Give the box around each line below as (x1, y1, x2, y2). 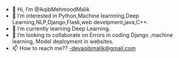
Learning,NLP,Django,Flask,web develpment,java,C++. (12, 19, 149, 25)
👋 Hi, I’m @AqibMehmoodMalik (12, 6, 90, 13)
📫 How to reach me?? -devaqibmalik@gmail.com (12, 45, 137, 51)
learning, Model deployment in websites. (12, 38, 114, 45)
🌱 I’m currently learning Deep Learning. (12, 25, 110, 32)
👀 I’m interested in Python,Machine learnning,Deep (12, 12, 140, 19)
